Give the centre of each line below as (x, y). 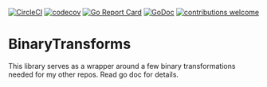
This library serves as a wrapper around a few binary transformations (122, 66)
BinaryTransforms (70, 44)
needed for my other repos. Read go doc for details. (94, 74)
